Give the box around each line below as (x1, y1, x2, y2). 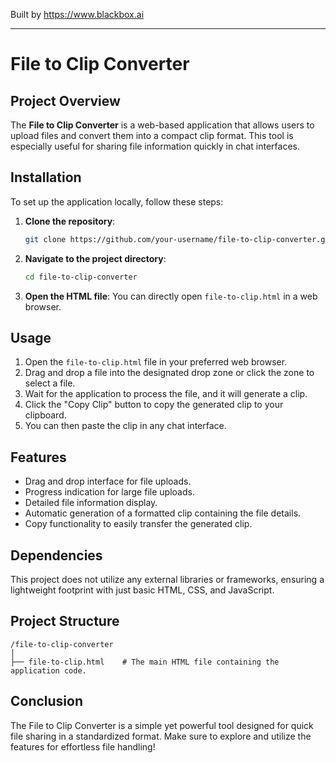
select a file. (24, 377, 76, 389)
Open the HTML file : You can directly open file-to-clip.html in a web (24, 290, 318, 302)
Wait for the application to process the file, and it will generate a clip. (24, 388, 308, 400)
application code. (10, 665, 87, 676)
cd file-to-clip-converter (24, 272, 138, 282)
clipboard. (24, 409, 67, 421)
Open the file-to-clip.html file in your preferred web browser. (24, 356, 288, 368)
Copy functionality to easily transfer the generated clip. (24, 518, 253, 530)
